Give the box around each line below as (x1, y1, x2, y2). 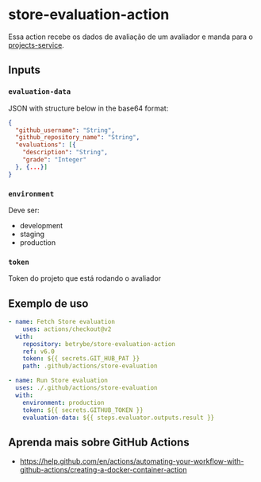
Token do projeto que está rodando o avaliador (8, 274, 161, 283)
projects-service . (8, 40, 65, 49)
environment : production (22, 398, 105, 406)
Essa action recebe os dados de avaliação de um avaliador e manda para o (8, 32, 254, 41)
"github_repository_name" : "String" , (15, 134, 140, 142)
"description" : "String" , (22, 149, 109, 157)
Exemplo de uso (8, 297, 89, 310)
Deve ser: (8, 205, 40, 215)
